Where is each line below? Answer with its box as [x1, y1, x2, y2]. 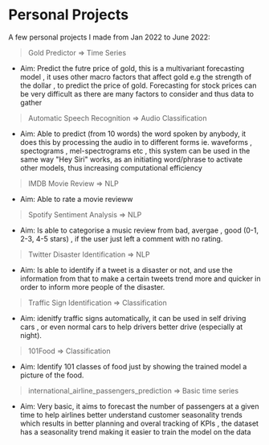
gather [19, 97, 43, 107]
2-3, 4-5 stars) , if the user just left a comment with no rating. [19, 233, 223, 243]
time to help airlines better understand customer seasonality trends [19, 410, 243, 419]
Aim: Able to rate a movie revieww [19, 194, 133, 204]
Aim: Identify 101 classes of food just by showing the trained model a [19, 361, 247, 371]
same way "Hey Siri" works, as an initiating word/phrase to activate [19, 155, 243, 164]
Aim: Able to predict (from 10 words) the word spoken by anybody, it [19, 129, 247, 138]
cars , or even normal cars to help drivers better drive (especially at [19, 322, 243, 332]
